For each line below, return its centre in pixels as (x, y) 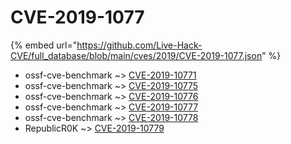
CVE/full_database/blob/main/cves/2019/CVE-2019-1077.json (136, 55)
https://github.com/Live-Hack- (139, 45)
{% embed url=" (44, 45)
